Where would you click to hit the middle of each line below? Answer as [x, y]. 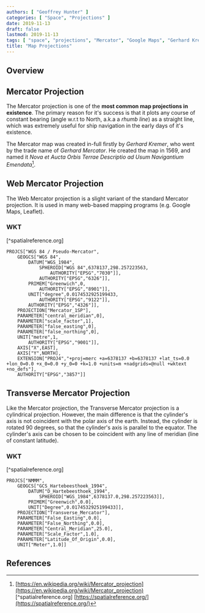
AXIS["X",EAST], [38, 348]
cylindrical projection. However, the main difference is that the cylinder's [97, 414]
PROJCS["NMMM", [26, 481]
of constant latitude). [33, 440]
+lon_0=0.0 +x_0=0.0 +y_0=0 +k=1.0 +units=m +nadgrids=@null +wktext [97, 364]
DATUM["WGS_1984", [52, 262]
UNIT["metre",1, [38, 337]
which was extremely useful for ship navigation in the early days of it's [95, 126]
